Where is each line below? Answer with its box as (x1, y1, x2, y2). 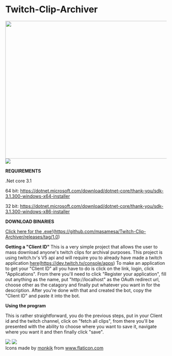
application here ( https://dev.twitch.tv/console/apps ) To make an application (5, 260, 165, 266)
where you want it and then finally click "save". (5, 329, 104, 335)
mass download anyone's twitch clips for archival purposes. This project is (5, 249, 163, 255)
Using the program (5, 302, 46, 308)
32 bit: (5, 203, 19, 209)
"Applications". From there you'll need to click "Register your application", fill (5, 270, 166, 277)
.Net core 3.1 (5, 178, 32, 184)
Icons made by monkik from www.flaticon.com (5, 345, 104, 351)
